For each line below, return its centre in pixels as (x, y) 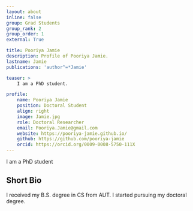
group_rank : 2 (24, 28)
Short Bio (24, 180)
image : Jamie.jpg (39, 117)
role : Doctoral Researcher (51, 122)
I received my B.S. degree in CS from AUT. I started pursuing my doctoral (96, 195)
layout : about (24, 12)
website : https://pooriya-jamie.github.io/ (72, 133)
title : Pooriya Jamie (33, 51)
